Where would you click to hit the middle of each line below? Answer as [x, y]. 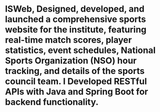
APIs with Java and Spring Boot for [77, 92]
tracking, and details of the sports [75, 71]
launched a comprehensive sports [76, 19]
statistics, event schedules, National [80, 50]
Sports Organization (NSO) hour [71, 61]
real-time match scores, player [69, 40]
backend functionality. [52, 102]
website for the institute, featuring [76, 30]
